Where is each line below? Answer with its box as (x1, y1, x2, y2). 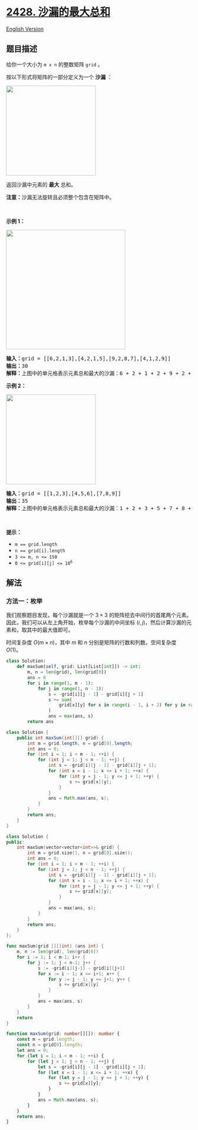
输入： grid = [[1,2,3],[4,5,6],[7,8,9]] (6, 490, 121, 497)
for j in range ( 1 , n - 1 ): (37, 686, 104, 692)
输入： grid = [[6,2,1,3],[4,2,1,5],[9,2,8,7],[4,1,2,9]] (6, 355, 171, 361)
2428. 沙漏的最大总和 (6, 5, 111, 19)
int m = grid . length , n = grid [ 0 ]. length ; (27, 740, 133, 746)
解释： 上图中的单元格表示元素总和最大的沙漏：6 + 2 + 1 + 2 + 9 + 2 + (6, 370, 192, 376)
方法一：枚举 (6, 597, 43, 605)
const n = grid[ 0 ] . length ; (16, 1042, 83, 1048)
